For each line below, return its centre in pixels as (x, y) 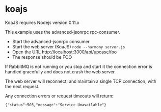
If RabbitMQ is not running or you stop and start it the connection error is (79, 67)
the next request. (22, 86)
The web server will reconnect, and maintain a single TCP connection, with (81, 81)
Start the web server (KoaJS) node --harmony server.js (68, 46)
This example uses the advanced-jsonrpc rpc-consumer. (63, 32)
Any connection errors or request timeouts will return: (59, 96)
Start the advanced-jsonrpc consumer (51, 41)
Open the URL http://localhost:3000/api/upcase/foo (64, 52)
